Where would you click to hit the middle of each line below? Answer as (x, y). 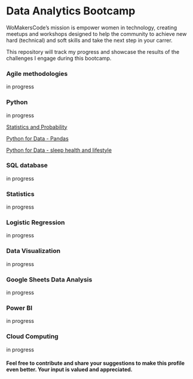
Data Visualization (33, 251)
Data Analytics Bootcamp (71, 11)
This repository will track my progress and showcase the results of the (93, 51)
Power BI (19, 308)
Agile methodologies (37, 74)
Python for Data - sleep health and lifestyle (59, 150)
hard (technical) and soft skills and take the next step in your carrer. (89, 40)
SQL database (27, 166)
